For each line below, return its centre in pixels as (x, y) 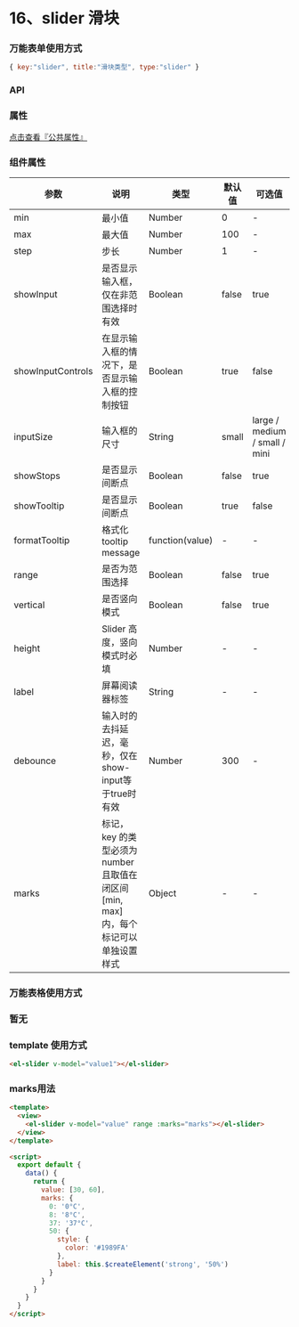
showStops (37, 476)
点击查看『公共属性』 (48, 137)
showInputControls (53, 370)
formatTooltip (42, 540)
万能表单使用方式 (46, 48)
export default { (49, 1165)
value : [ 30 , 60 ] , (73, 1190)
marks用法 (32, 1088)
